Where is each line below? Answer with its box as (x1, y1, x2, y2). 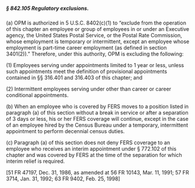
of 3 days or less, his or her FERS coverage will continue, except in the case (6, 115, 189, 122)
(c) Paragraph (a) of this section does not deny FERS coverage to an (6, 139, 170, 146)
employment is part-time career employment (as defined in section (6, 44, 167, 51)
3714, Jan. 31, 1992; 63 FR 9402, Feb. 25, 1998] (6, 175, 121, 182)
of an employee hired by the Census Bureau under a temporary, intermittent (6, 121, 189, 128)
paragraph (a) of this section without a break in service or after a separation (6, 109, 189, 116)
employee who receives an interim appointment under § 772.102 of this (6, 145, 177, 152)
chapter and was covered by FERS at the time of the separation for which (6, 151, 182, 158)
